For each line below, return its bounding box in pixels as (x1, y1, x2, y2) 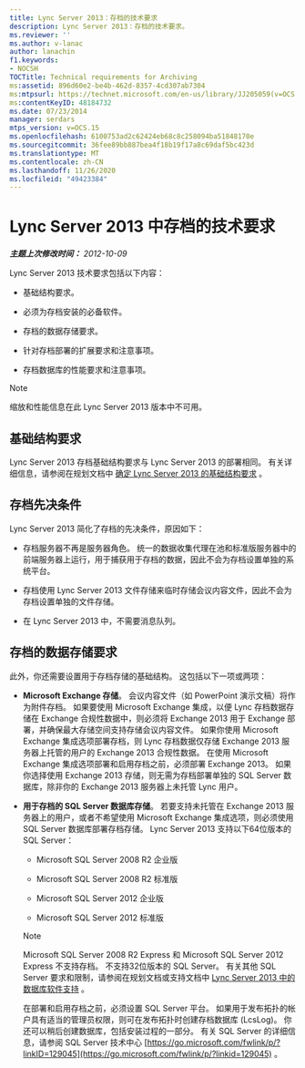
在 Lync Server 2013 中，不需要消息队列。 (22, 615, 181, 626)
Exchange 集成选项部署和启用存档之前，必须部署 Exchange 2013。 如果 (22, 758, 292, 769)
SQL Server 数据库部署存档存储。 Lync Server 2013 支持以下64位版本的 (22, 823, 291, 834)
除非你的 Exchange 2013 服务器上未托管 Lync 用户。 (46, 781, 243, 792)
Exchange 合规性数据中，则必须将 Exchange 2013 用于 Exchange (40, 713, 285, 724)
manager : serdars (9, 115, 76, 124)
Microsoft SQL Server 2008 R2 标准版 (36, 873, 178, 884)
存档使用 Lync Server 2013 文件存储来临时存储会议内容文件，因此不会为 (22, 584, 293, 595)
